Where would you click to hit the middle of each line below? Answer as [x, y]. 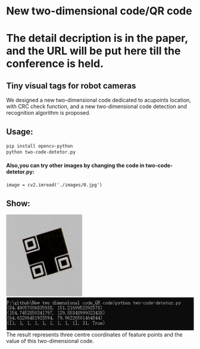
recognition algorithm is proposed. [49, 113]
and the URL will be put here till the [93, 51]
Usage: [20, 132]
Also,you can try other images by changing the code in [75, 165]
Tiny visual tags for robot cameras [71, 86]
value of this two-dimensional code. [50, 341]
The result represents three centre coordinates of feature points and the [94, 335]
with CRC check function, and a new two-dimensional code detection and [97, 106]
